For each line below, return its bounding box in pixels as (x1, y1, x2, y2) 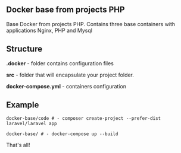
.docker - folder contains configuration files (6, 59, 114, 67)
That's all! (6, 142, 30, 149)
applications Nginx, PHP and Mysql (6, 27, 92, 34)
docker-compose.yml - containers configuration (6, 82, 127, 90)
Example (6, 100, 39, 110)
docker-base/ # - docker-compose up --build (6, 131, 118, 137)
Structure (6, 44, 43, 54)
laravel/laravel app (6, 121, 58, 127)
